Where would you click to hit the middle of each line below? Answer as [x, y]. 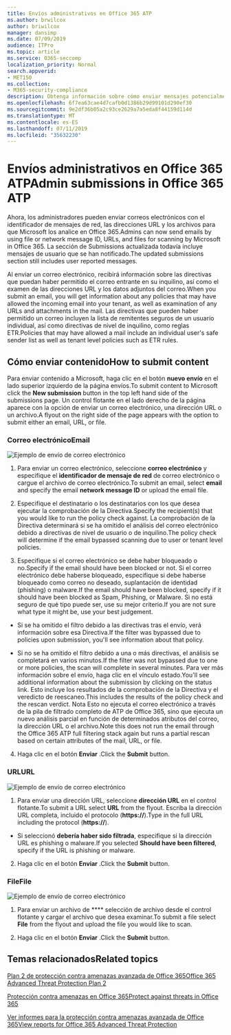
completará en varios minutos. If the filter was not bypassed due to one [117, 660]
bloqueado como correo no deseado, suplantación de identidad [107, 582]
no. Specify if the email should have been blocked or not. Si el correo [114, 568]
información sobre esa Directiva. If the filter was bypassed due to [109, 633]
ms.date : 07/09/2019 [37, 39]
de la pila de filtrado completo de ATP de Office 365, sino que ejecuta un [120, 712]
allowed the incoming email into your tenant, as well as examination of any [112, 304]
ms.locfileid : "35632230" [44, 135]
